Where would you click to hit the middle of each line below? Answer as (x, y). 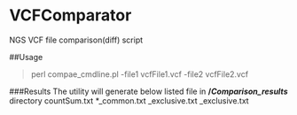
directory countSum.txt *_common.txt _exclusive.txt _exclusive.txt (129, 100)
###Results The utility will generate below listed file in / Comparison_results (148, 91)
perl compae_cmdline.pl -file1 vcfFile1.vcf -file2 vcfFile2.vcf (140, 74)
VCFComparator (70, 15)
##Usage (26, 57)
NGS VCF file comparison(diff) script (76, 40)
